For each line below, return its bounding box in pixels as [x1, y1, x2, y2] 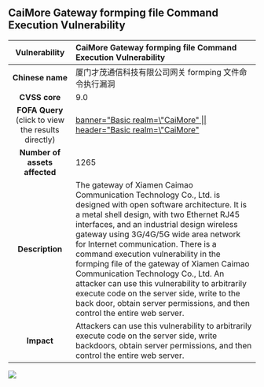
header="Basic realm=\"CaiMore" [75, 124, 200, 135]
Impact [26, 335, 53, 346]
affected [23, 166, 57, 177]
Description [17, 244, 63, 255]
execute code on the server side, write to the [75, 288, 241, 299]
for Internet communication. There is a [75, 238, 217, 249]
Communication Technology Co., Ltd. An [75, 268, 225, 279]
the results [20, 124, 60, 135]
